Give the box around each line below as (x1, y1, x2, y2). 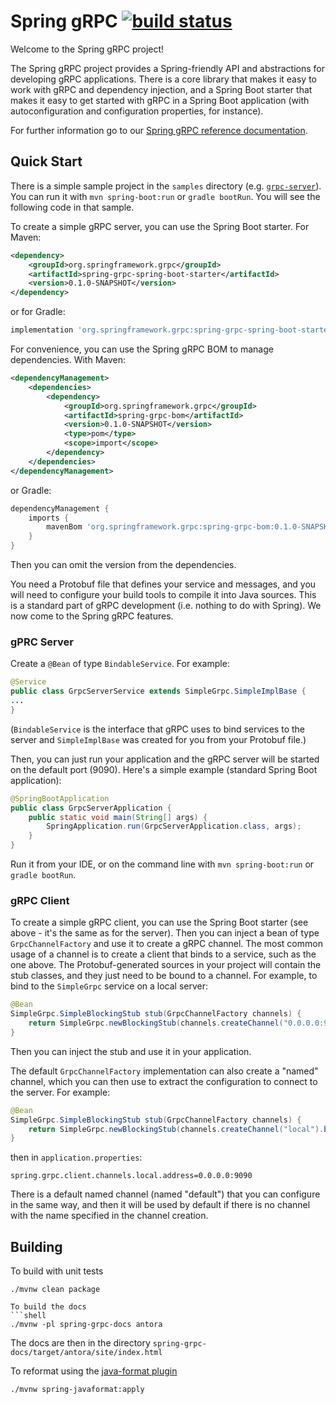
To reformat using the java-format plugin (10, 1365, 178, 1377)
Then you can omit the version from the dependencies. (10, 559, 237, 570)
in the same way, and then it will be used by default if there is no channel (10, 1199, 311, 1211)
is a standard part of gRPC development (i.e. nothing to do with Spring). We (10, 600, 322, 611)
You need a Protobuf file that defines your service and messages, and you (10, 578, 317, 590)
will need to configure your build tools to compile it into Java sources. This (10, 589, 317, 600)
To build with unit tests (10, 1265, 104, 1277)
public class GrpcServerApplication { (10, 803, 172, 813)
